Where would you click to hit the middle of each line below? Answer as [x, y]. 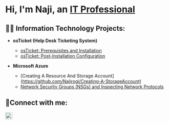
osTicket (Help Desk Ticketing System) [55, 40]
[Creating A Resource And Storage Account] [67, 76]
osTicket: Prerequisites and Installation [61, 50]
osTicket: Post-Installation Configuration [63, 56]
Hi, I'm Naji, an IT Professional [70, 9]
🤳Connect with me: [36, 103]
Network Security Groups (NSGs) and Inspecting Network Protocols [92, 87]
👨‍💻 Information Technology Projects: [65, 28]
